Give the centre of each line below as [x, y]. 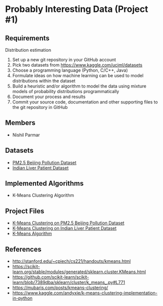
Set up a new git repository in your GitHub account [64, 60]
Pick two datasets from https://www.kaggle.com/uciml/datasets [77, 65]
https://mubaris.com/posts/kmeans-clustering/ [60, 288]
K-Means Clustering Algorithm [43, 196]
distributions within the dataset [44, 81]
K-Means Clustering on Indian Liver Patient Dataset [64, 228]
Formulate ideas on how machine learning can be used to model [78, 75]
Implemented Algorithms [45, 183]
